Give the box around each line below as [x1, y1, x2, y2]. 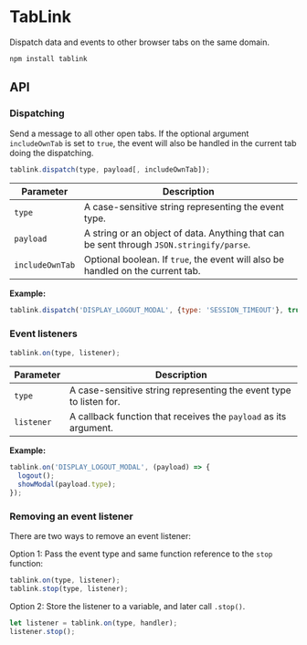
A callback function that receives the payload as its [69, 410, 287, 423]
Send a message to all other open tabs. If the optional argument [9, 128, 249, 139]
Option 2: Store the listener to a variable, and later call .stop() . [9, 600, 246, 611]
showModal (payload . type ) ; [17, 480, 117, 490]
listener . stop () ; [9, 627, 76, 636]
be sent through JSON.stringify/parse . [83, 238, 251, 251]
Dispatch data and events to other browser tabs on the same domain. [9, 37, 270, 48]
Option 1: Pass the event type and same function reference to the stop [9, 548, 273, 559]
